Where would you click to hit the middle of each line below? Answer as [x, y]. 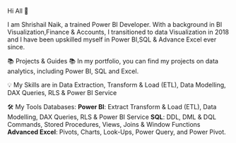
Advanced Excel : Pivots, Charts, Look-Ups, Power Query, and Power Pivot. [117, 132]
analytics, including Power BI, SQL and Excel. [73, 71]
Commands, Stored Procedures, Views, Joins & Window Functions [104, 124]
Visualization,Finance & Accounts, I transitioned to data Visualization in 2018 [118, 32]
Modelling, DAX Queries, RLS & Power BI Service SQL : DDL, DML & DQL [112, 117]
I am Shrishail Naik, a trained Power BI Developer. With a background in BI [115, 24]
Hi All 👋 [18, 11]
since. [16, 47]
